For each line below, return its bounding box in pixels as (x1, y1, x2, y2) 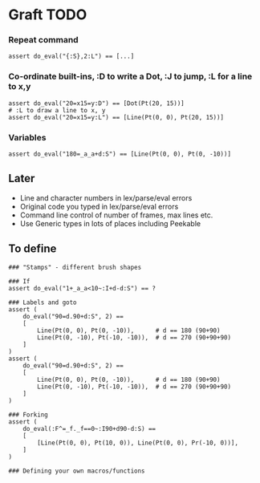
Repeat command (8, 34, 79, 46)
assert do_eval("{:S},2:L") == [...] (8, 52, 135, 61)
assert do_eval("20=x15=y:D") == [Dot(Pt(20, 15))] (8, 99, 185, 108)
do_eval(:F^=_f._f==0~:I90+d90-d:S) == (22, 424, 156, 432)
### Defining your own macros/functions (8, 467, 146, 475)
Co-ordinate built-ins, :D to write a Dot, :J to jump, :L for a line (8, 71, 253, 82)
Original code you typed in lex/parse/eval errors (19, 201, 179, 211)
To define (8, 242, 57, 256)
